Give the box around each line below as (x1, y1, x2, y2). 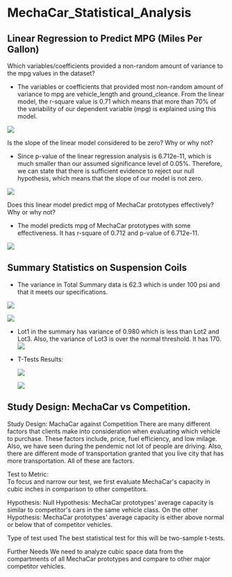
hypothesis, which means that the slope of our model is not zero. (17, 174, 204, 182)
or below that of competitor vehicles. (7, 520, 113, 528)
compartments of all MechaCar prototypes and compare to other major (7, 554, 210, 563)
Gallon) (7, 43, 40, 55)
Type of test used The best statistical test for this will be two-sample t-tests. (7, 533, 226, 542)
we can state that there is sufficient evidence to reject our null (17, 167, 194, 175)
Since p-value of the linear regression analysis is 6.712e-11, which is (17, 152, 212, 160)
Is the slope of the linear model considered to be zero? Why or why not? (7, 139, 214, 147)
